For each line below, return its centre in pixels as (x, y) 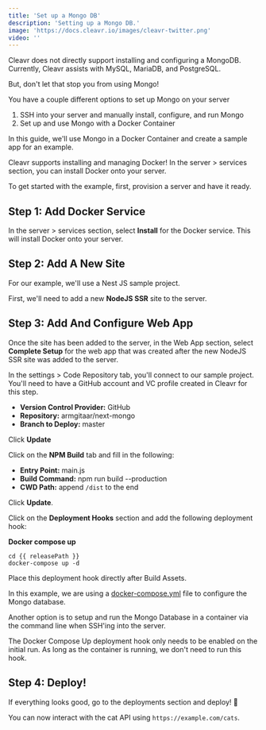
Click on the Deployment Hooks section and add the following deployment (131, 518)
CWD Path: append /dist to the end (79, 487)
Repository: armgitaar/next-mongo (77, 415)
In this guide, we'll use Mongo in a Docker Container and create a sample (128, 139)
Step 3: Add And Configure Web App (101, 324)
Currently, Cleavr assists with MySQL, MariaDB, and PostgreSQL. (114, 69)
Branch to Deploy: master (62, 424)
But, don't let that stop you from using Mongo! (84, 84)
